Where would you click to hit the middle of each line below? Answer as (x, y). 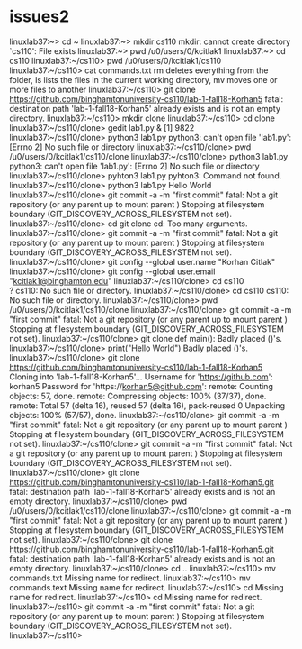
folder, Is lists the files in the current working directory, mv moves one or (143, 79)
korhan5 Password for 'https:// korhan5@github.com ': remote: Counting (142, 386)
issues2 (40, 17)
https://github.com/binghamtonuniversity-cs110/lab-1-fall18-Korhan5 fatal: (147, 99)
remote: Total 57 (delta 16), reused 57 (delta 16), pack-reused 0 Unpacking (147, 405)
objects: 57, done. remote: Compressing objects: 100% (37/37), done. (138, 396)
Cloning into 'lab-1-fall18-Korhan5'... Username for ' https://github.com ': (142, 377)
